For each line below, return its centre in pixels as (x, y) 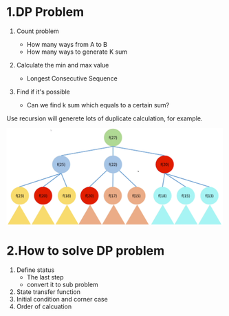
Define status (35, 270)
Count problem (37, 31)
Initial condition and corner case (62, 299)
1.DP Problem (45, 12)
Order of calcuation (44, 306)
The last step (45, 277)
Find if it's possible (43, 92)
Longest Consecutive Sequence (72, 78)
